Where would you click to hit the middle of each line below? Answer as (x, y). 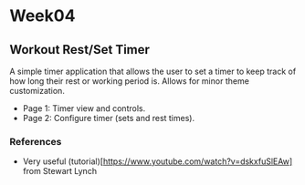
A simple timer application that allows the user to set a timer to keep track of (153, 71)
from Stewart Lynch (60, 171)
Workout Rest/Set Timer (80, 50)
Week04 (42, 16)
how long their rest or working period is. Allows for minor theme (129, 81)
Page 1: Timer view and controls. (84, 108)
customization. (37, 91)
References (36, 141)
